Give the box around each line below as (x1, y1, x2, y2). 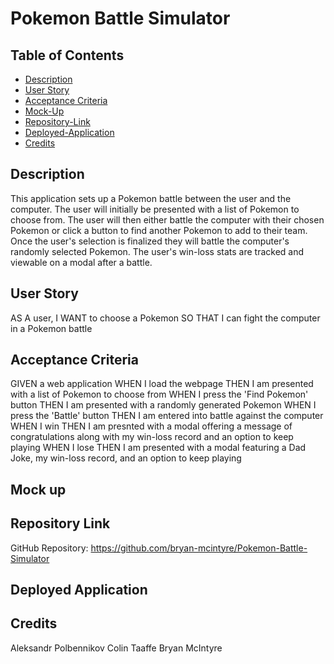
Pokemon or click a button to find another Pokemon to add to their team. (10, 224, 308, 236)
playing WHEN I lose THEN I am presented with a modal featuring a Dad (10, 442, 307, 454)
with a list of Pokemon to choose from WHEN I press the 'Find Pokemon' (10, 388, 309, 401)
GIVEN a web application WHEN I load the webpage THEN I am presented (10, 378, 314, 390)
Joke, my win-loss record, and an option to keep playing (10, 452, 242, 464)
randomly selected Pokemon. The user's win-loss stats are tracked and (10, 245, 305, 257)
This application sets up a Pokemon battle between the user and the (10, 192, 292, 204)
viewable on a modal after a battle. (10, 256, 153, 268)
